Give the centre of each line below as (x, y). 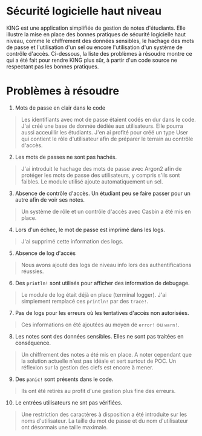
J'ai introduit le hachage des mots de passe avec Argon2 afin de (101, 168)
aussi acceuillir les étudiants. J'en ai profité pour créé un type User (105, 132)
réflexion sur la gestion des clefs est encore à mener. (87, 367)
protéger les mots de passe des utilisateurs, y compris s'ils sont (100, 175)
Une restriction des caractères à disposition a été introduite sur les (104, 414)
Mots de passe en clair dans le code (60, 108)
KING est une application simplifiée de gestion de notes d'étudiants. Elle (96, 28)
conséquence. (33, 343)
